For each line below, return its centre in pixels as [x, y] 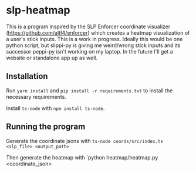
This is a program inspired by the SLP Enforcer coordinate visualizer [88, 26]
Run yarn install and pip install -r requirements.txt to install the [89, 90]
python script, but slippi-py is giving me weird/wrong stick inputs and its [93, 45]
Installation [27, 76]
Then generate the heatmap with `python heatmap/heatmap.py [82, 157]
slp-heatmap [38, 10]
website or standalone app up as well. [52, 58]
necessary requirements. [36, 97]
